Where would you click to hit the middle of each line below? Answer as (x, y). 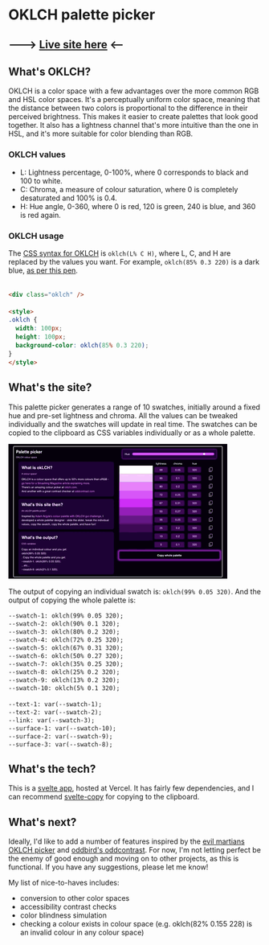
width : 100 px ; (39, 329)
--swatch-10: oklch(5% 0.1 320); (64, 688)
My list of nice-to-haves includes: (64, 883)
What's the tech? (52, 768)
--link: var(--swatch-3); (51, 720)
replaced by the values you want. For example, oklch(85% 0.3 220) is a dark (134, 261)
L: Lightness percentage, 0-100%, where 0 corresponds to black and (134, 172)
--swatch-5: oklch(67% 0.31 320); (66, 648)
